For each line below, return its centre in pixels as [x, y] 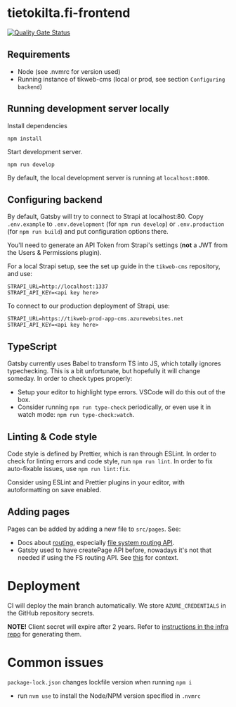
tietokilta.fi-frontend [69, 13]
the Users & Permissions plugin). [54, 253]
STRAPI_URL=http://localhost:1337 [58, 287]
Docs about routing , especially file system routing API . [96, 542]
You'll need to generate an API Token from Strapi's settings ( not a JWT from [118, 245]
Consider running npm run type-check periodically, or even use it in [114, 407]
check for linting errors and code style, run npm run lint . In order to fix [110, 461]
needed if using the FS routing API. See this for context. [98, 557]
